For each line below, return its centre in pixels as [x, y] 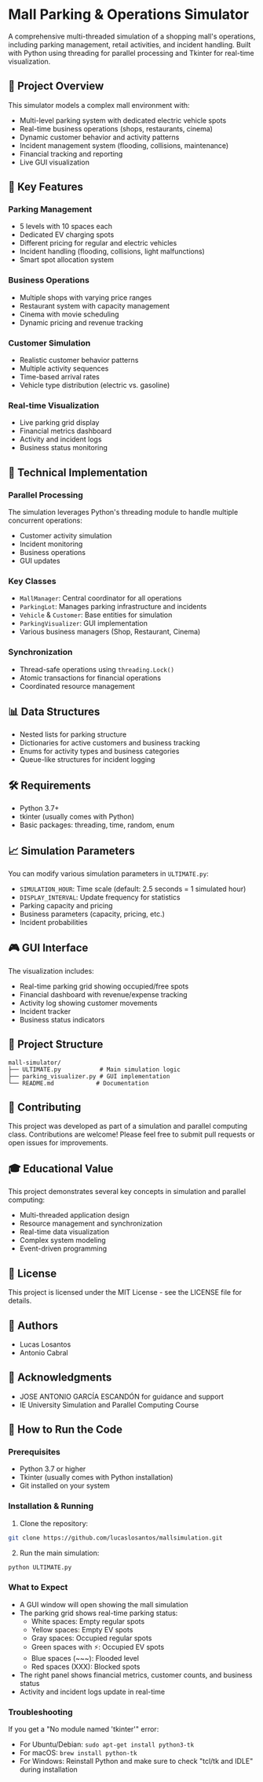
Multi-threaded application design [74, 1215]
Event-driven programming [63, 1248]
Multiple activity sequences [64, 368]
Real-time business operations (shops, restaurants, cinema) [116, 128]
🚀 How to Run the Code [66, 1430]
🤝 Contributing [45, 1107]
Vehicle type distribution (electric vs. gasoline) [95, 385]
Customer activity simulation [66, 536]
